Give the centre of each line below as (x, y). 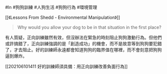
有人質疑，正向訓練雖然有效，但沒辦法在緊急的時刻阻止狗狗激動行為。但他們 (83, 37)
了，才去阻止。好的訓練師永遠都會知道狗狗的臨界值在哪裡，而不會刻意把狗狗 (83, 50)
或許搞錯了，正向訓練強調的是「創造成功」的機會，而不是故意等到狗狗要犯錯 (83, 44)
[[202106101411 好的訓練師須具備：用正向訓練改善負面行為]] (66, 66)
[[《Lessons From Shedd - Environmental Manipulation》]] (63, 17)
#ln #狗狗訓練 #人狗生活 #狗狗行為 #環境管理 (51, 7)
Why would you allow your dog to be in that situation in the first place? (89, 27)
